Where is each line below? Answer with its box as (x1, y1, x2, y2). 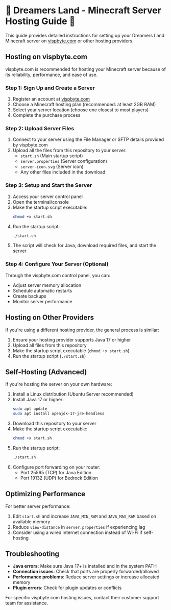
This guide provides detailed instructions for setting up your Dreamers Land (5, 32, 165, 38)
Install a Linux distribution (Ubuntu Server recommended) (12, 391, 134, 397)
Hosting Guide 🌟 (5, 15, 76, 27)
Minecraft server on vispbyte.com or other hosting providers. (5, 38, 134, 44)
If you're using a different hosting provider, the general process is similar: (5, 327, 159, 333)
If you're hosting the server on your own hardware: (5, 381, 112, 387)
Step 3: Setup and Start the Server (5, 182, 92, 189)
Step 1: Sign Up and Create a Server (5, 84, 95, 91)
